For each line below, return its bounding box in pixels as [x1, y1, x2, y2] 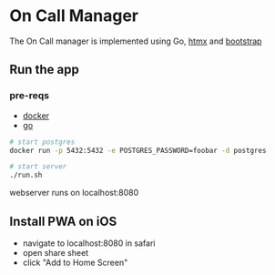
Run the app [9, 62, 79, 77]
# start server [9, 162, 67, 171]
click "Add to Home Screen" [22, 257, 128, 268]
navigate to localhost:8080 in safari [22, 238, 156, 249]
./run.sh [9, 170, 43, 180]
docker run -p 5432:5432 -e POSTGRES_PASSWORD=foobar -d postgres [9, 146, 267, 155]
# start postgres [9, 137, 76, 147]
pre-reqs [9, 89, 50, 102]
